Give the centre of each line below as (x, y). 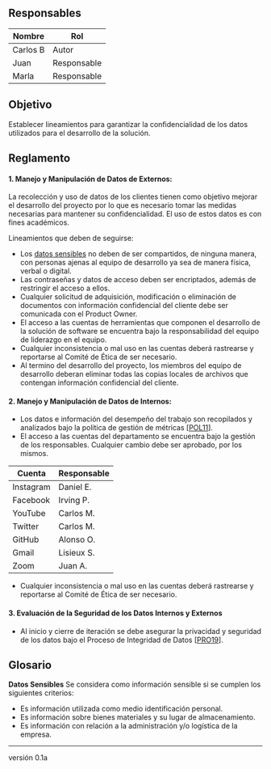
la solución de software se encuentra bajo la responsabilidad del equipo (140, 332)
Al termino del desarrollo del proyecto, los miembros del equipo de (131, 365)
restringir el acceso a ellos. (65, 288)
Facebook (31, 501)
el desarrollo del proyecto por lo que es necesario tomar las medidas (123, 205)
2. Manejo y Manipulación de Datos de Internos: (90, 401)
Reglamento (40, 158)
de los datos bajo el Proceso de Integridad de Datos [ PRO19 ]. (121, 640)
